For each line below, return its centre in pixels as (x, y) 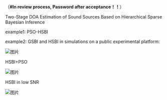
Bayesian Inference (25, 22)
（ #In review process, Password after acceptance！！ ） (65, 7)
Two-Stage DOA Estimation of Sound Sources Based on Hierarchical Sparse (84, 17)
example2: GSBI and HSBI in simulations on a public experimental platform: (82, 41)
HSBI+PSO (16, 62)
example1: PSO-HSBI (27, 32)
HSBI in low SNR (22, 82)
